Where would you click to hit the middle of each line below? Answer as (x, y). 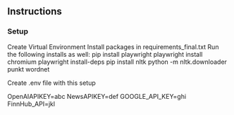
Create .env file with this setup (52, 83)
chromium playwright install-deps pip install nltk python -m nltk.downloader (117, 62)
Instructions (35, 12)
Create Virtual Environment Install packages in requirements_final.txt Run (113, 47)
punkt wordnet (29, 69)
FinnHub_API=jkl (31, 104)
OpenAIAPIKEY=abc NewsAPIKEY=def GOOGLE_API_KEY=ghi (97, 96)
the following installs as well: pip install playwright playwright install (105, 54)
